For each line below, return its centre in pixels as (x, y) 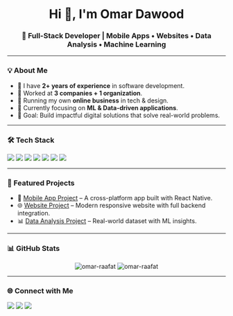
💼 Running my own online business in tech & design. (93, 100)
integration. (34, 213)
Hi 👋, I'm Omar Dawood (116, 14)
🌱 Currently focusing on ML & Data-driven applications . (97, 107)
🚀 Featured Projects (41, 183)
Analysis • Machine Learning (116, 44)
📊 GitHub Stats (34, 249)
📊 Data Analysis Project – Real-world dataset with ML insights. (107, 221)
